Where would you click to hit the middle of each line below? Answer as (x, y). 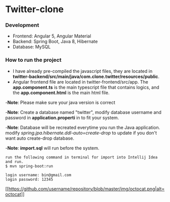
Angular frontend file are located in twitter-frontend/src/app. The (80, 82)
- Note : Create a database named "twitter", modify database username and (83, 112)
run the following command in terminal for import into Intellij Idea (81, 157)
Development (22, 25)
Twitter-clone (35, 9)
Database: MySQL (31, 47)
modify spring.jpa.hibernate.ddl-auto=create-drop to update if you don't (81, 133)
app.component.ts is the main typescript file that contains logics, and (86, 87)
